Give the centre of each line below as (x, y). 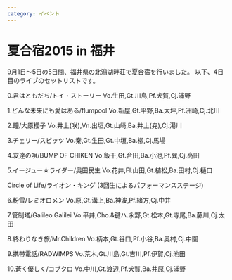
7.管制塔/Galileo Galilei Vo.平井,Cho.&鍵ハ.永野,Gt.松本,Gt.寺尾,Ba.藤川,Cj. (113, 215)
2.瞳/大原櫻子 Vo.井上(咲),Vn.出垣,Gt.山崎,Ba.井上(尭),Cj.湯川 (95, 125)
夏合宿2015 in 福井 (61, 51)
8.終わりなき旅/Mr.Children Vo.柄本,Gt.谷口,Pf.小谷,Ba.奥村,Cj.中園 (103, 238)
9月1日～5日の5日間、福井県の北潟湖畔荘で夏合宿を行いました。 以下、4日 (115, 72)
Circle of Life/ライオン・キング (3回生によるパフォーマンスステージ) (105, 185)
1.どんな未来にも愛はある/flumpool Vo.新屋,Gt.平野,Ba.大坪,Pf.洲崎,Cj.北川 (114, 110)
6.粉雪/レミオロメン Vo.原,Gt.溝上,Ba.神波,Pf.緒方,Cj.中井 (89, 200)
